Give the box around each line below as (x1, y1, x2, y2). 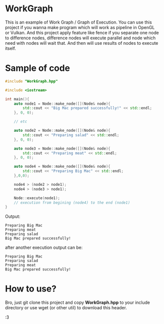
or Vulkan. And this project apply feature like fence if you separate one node (5, 29, 159, 35)
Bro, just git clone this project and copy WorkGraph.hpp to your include (5, 299, 150, 305)
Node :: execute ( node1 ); (14, 195, 60, 201)
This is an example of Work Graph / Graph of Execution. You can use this (5, 19, 152, 25)
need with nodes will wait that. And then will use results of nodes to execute (5, 40, 159, 46)
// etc (14, 119, 27, 124)
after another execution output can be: (5, 244, 83, 251)
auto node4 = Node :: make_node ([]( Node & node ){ (14, 164, 111, 169)
